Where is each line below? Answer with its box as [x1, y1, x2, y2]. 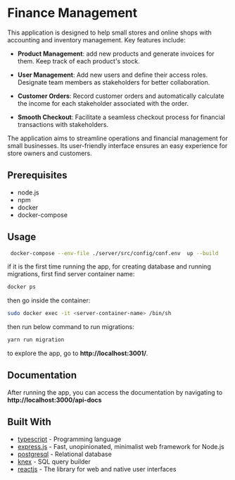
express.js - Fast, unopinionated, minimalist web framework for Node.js [17, 442, 225, 450]
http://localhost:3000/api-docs [7, 395, 102, 404]
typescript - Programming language [17, 435, 122, 443]
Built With [7, 416, 51, 428]
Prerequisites [7, 169, 68, 181]
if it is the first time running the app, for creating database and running [7, 262, 211, 271]
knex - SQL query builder [17, 457, 91, 466]
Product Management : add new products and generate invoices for [17, 49, 215, 58]
